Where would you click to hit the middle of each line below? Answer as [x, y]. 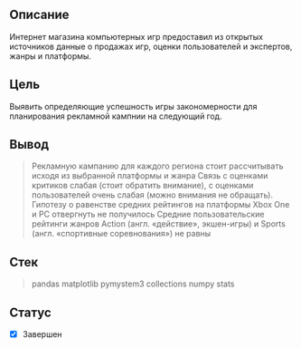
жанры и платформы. [51, 56]
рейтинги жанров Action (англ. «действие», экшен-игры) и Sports [159, 224]
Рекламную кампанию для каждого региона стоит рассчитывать [157, 166]
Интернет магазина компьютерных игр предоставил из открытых [136, 36]
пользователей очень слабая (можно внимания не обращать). [152, 195]
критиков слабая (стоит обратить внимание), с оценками [142, 186]
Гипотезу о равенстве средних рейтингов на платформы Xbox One [160, 205]
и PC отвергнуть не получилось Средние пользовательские [148, 214]
